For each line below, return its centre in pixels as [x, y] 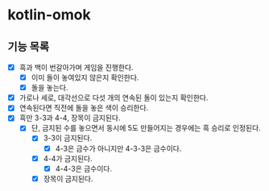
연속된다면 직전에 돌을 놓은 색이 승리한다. [84, 108]
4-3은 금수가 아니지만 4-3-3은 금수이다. [118, 148]
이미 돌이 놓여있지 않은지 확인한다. [85, 77]
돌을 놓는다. [50, 88]
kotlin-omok [49, 15]
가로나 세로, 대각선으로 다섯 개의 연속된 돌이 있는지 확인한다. [114, 98]
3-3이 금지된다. [68, 138]
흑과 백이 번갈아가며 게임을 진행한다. [76, 67]
